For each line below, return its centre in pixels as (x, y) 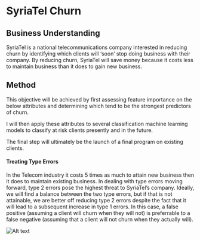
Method (21, 85)
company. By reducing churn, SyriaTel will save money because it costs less (100, 60)
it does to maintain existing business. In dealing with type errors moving (95, 181)
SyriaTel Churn (44, 11)
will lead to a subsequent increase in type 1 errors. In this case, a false (93, 207)
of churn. (17, 112)
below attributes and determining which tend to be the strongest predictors (99, 106)
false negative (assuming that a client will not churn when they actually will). (100, 220)
